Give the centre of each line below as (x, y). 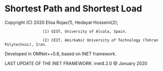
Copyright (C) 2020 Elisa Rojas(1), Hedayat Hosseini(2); (61, 22)
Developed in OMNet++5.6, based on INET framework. (61, 54)
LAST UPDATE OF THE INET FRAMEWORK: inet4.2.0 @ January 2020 (76, 63)
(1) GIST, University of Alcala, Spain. (85, 31)
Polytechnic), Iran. (26, 44)
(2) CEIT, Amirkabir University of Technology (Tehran (100, 40)
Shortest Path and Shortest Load (73, 9)
